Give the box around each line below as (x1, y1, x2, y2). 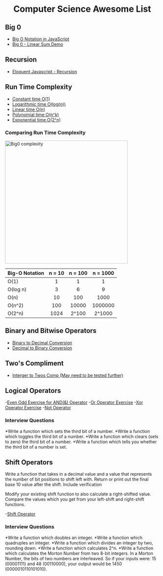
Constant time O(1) (12, 96, 50, 102)
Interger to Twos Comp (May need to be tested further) (12, 372, 123, 378)
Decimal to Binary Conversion (12, 345, 72, 351)
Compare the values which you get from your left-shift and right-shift (5, 496, 144, 502)
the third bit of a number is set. (5, 444, 68, 450)
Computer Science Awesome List (13, 3, 151, 15)
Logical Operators (5, 386, 61, 394)
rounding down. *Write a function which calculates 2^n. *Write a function (5, 545, 154, 551)
